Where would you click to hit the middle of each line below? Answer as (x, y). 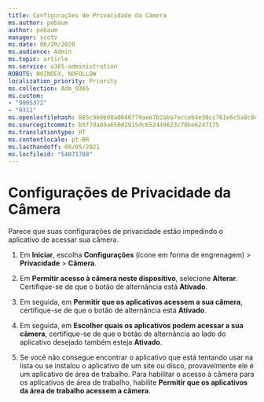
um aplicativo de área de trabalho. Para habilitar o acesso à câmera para (137, 375)
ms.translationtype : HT (47, 132)
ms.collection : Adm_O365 (49, 88)
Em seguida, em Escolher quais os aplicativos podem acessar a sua (131, 326)
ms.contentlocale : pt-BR (49, 139)
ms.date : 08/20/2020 (42, 45)
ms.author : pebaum (38, 23)
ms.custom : (26, 96)
